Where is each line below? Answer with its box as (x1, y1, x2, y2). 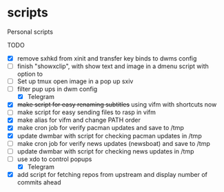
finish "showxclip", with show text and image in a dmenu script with (17, 62, 209, 70)
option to (17, 70, 43, 78)
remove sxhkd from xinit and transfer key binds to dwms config (17, 54, 197, 63)
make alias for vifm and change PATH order (17, 116, 141, 125)
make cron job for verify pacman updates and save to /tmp (17, 124, 184, 132)
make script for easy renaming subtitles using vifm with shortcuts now (17, 100, 217, 109)
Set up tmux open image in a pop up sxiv (17, 77, 134, 85)
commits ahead (17, 178, 61, 186)
